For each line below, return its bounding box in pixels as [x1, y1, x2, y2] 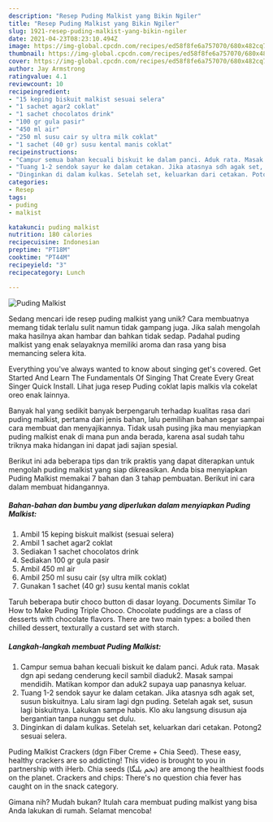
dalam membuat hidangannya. [8, 481, 110, 492]
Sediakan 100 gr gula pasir [19, 555, 110, 565]
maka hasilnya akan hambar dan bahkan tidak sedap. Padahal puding [8, 331, 240, 341]
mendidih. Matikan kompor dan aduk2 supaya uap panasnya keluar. [19, 680, 247, 689]
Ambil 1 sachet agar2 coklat [19, 538, 113, 548]
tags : [8, 193, 27, 202]
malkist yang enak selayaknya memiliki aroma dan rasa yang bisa [8, 339, 227, 350]
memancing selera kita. [8, 348, 87, 358]
